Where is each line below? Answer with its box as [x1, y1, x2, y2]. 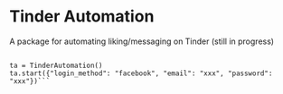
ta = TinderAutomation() [9, 61, 103, 70]
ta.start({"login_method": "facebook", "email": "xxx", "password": [9, 69, 273, 78]
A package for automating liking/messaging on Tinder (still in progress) [9, 36, 274, 47]
